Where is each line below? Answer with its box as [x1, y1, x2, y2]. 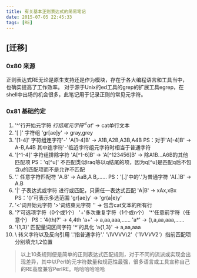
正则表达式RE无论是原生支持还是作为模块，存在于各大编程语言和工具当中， [6, 76, 188, 83]
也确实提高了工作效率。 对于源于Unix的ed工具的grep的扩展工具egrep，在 [6, 83, 184, 91]
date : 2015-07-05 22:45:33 [6, 14, 72, 20]
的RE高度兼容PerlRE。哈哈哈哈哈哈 [20, 266, 105, 273]
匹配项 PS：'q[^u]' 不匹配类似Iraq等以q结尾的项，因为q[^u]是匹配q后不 [14, 159, 186, 166]
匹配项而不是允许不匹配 [28, 166, 85, 173]
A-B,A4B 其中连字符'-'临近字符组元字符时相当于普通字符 [14, 144, 151, 151]
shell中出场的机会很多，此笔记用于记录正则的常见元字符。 [6, 91, 146, 98]
